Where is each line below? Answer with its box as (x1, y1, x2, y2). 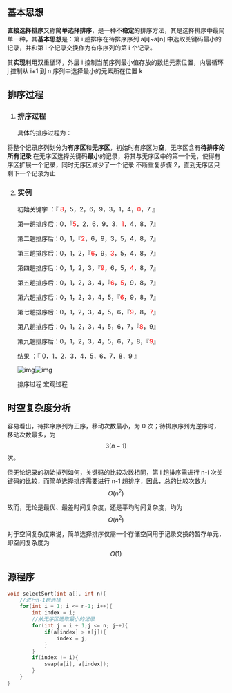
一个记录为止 (19, 169, 56, 178)
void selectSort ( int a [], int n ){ (7, 590, 107, 597)
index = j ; (56, 635, 88, 642)
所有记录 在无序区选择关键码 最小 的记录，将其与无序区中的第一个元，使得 (7, 151, 215, 160)
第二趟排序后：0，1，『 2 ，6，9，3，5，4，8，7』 (17, 234, 159, 243)
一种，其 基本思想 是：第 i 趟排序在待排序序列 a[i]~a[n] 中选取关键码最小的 (12, 35, 222, 43)
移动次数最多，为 (7, 430, 56, 439)
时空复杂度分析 (7, 402, 71, 414)
